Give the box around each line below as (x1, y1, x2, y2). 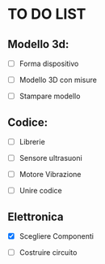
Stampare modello (19, 91, 81, 102)
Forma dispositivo (19, 58, 79, 68)
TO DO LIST (7, 5, 86, 24)
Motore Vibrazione (19, 170, 82, 180)
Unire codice (19, 186, 62, 196)
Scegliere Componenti (19, 232, 94, 241)
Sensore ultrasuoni (19, 154, 82, 163)
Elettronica (7, 210, 64, 223)
